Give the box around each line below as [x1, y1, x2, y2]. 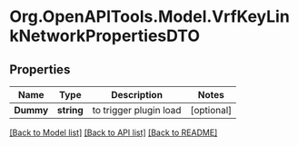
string [57, 104, 84, 116]
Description [110, 89, 164, 101]
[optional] [190, 104, 233, 116]
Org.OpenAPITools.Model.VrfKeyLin [9, 6, 291, 27]
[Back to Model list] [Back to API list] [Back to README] [9, 127, 218, 138]
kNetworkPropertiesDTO [9, 25, 200, 46]
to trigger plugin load [92, 104, 182, 116]
